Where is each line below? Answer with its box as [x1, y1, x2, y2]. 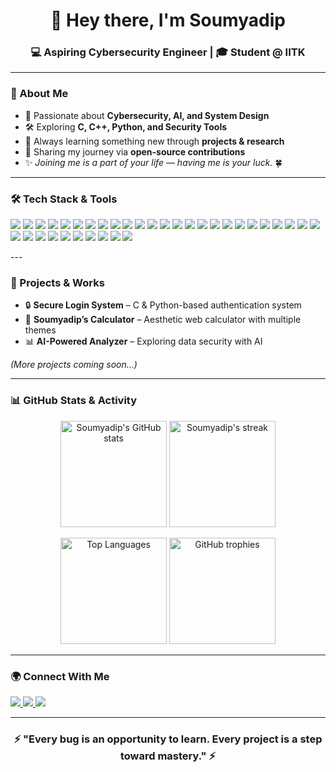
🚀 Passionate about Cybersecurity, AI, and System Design [24, 109, 270, 121]
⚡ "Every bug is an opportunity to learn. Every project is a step [13, 732, 323, 746]
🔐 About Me [10, 87, 69, 101]
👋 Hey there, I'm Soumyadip [50, 9, 286, 32]
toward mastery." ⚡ [119, 749, 217, 763]
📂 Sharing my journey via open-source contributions [24, 145, 246, 158]
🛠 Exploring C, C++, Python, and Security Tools [24, 120, 228, 133]
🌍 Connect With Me [10, 669, 110, 683]
